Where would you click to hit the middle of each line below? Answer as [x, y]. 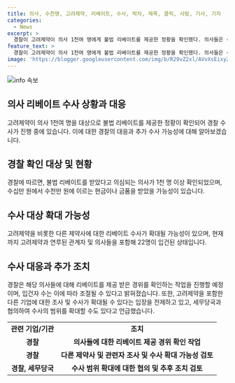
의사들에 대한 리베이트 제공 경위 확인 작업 [137, 342]
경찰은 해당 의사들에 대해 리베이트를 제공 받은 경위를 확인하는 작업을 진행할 [109, 285]
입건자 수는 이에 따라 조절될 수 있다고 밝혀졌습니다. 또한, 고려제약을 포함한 [123, 293]
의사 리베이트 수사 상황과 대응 [67, 105]
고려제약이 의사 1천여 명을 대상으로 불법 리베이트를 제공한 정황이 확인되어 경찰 [113, 123]
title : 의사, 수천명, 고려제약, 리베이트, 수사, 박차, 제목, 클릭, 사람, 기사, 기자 [114, 14]
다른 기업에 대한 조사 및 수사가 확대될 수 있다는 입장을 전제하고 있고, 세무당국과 [114, 302]
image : [17, 60]
